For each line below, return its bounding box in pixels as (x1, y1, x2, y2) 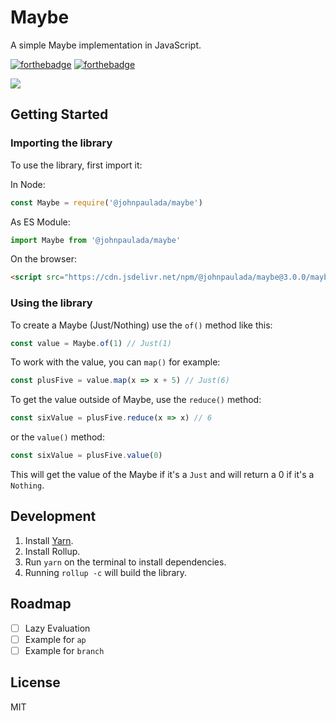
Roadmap (10, 596, 72, 613)
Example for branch (24, 644, 105, 656)
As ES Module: (10, 216, 71, 228)
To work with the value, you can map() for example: (10, 356, 221, 368)
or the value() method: (10, 431, 105, 443)
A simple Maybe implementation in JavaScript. (10, 39, 202, 51)
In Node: (10, 178, 46, 190)
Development (10, 508, 97, 525)
